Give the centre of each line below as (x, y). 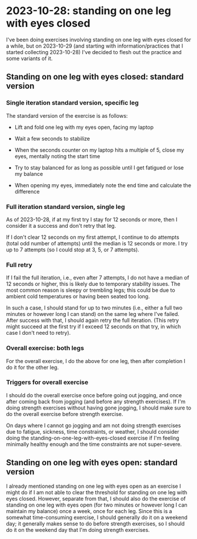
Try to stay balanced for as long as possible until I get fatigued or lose (99, 167)
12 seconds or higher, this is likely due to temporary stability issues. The (93, 284)
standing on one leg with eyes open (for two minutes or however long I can (97, 505)
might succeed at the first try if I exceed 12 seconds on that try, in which (94, 327)
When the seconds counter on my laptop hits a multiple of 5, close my (99, 150)
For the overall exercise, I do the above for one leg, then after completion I (96, 361)
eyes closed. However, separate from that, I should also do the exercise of (96, 498)
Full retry (19, 265)
